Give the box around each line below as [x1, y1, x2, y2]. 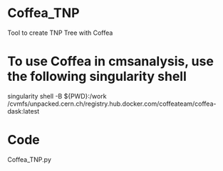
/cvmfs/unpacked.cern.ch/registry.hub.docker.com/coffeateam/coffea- [7, 99, 217, 108]
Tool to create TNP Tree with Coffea [7, 28, 113, 37]
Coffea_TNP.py [7, 155, 52, 164]
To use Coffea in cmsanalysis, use [7, 53, 214, 70]
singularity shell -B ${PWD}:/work [7, 92, 107, 100]
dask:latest [7, 106, 40, 115]
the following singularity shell [7, 69, 187, 84]
